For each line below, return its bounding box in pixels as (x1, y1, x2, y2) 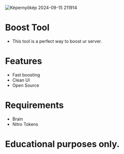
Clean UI (12, 77, 30, 83)
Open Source (12, 82, 39, 88)
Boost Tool (5, 22, 50, 33)
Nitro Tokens (12, 121, 38, 127)
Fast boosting (12, 72, 40, 77)
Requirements (5, 100, 64, 111)
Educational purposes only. (5, 139, 120, 150)
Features (5, 56, 42, 67)
